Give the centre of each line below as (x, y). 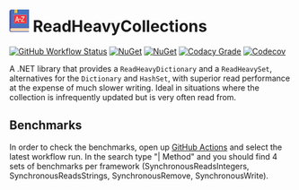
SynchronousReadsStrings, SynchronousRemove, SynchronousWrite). (139, 176)
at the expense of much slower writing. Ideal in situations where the (135, 87)
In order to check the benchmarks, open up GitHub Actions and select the (146, 147)
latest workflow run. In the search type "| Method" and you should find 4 (144, 156)
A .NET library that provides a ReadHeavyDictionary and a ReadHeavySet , (141, 68)
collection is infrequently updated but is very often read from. (123, 97)
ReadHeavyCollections (120, 26)
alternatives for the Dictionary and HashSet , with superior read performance (149, 78)
